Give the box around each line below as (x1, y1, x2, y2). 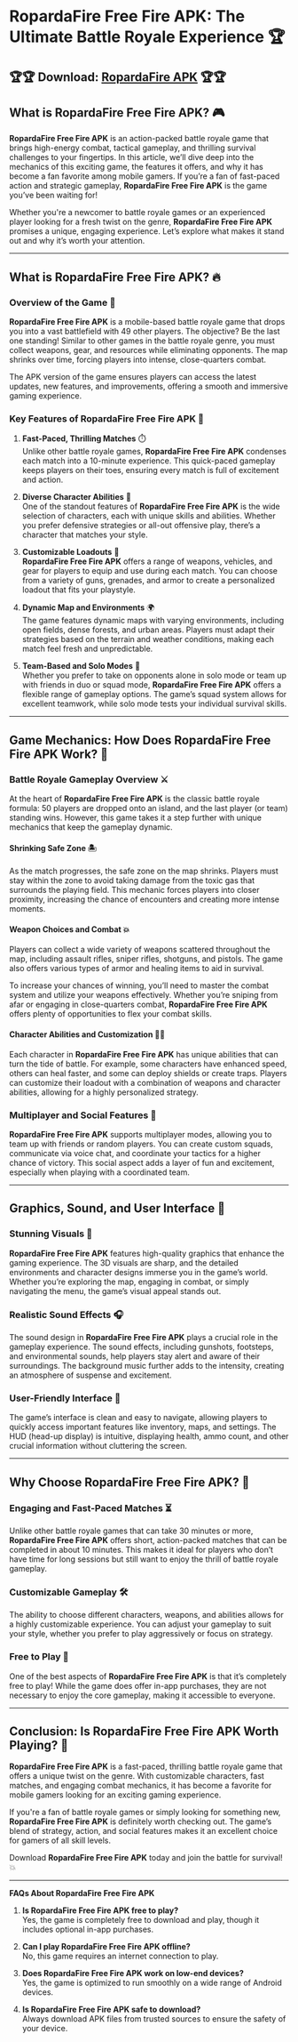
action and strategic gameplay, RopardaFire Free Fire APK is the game (9, 181, 268, 191)
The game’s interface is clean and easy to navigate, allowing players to (9, 1412, 268, 1423)
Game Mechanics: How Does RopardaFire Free (9, 732, 271, 748)
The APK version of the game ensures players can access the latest (9, 372, 257, 382)
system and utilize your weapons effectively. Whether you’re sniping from (9, 990, 278, 1001)
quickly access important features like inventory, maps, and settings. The (9, 1421, 277, 1433)
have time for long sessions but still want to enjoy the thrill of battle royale (9, 1554, 279, 1564)
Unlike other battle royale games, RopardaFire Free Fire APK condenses (21, 446, 286, 457)
